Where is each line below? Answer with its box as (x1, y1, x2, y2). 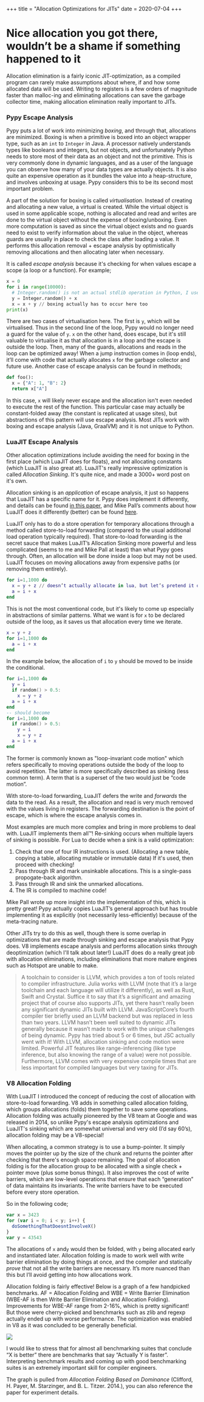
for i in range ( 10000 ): (6, 284, 67, 290)
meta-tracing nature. (6, 917, 58, 925)
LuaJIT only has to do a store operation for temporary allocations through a (6, 520, 194, 528)
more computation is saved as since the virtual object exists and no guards (6, 223, 194, 230)
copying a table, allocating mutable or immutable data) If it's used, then (15, 854, 194, 862)
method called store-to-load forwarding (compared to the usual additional (6, 526, 191, 534)
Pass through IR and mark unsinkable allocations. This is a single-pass (15, 867, 192, 874)
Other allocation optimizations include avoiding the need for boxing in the (6, 452, 190, 459)
